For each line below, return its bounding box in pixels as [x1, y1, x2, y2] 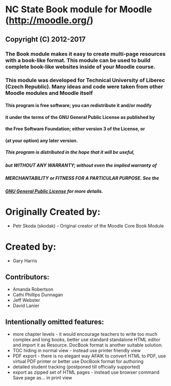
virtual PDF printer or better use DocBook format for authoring [12, 358, 144, 364]
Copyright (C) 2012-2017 [5, 35, 86, 44]
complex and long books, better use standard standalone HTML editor [12, 337, 161, 343]
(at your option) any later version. [5, 137, 78, 144]
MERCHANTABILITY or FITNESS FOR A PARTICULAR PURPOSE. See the [5, 175, 159, 181]
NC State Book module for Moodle [5, 4, 152, 15]
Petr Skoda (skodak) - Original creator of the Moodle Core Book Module [12, 223, 164, 229]
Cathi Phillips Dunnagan [12, 292, 63, 298]
